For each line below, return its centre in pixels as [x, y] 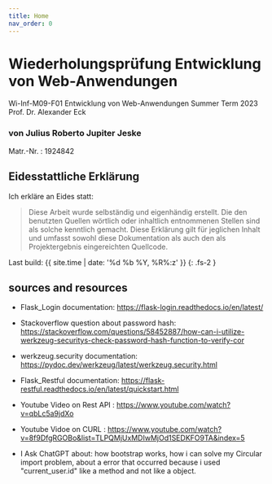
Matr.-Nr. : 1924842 [42, 150]
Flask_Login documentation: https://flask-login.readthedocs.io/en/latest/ [142, 307]
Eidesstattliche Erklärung [74, 177]
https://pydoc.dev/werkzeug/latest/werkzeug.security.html [119, 365]
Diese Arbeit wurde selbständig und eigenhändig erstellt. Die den [138, 211]
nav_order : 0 [31, 24]
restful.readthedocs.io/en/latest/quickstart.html [99, 389]
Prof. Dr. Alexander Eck [47, 112]
